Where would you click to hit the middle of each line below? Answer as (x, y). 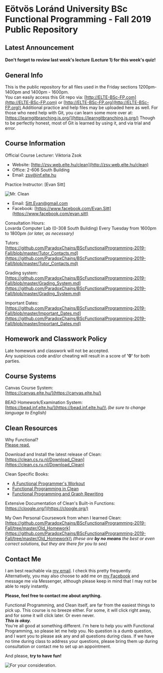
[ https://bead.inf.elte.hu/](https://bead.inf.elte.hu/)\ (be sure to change (75, 407)
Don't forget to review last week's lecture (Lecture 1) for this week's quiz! (81, 60)
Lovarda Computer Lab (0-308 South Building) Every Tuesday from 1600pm (81, 228)
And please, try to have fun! (33, 656)
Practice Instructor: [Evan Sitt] (35, 184)
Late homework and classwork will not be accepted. (57, 351)
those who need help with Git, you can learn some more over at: (69, 112)
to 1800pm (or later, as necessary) (40, 233)
